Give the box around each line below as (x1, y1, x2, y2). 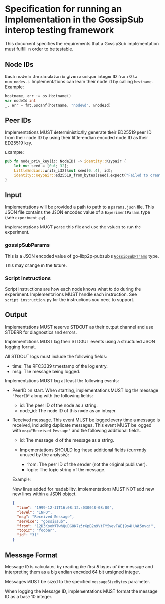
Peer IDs (5, 116, 31, 124)
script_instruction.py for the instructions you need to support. (5, 296, 135, 302)
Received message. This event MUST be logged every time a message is (12, 417, 160, 423)
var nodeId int (5, 98, 36, 103)
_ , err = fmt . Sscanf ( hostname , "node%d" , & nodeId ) (5, 103, 111, 108)
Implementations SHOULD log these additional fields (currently (19, 447, 147, 453)
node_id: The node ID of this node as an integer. (19, 407, 117, 413)
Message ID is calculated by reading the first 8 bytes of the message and (5, 564, 153, 570)
